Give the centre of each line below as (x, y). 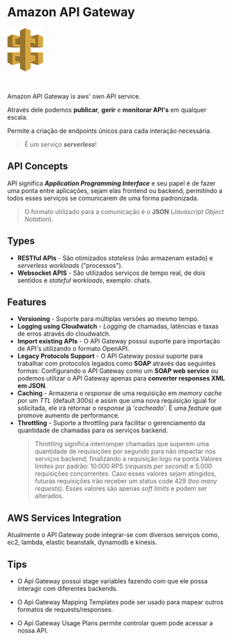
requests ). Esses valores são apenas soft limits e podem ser (121, 489)
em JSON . (32, 386)
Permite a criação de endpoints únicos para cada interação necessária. (109, 131)
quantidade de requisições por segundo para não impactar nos (125, 451)
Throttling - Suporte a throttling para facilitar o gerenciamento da (111, 423)
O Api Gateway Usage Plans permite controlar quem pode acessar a (115, 623)
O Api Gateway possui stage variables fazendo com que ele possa (112, 581)
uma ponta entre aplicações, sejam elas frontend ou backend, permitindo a (115, 190)
